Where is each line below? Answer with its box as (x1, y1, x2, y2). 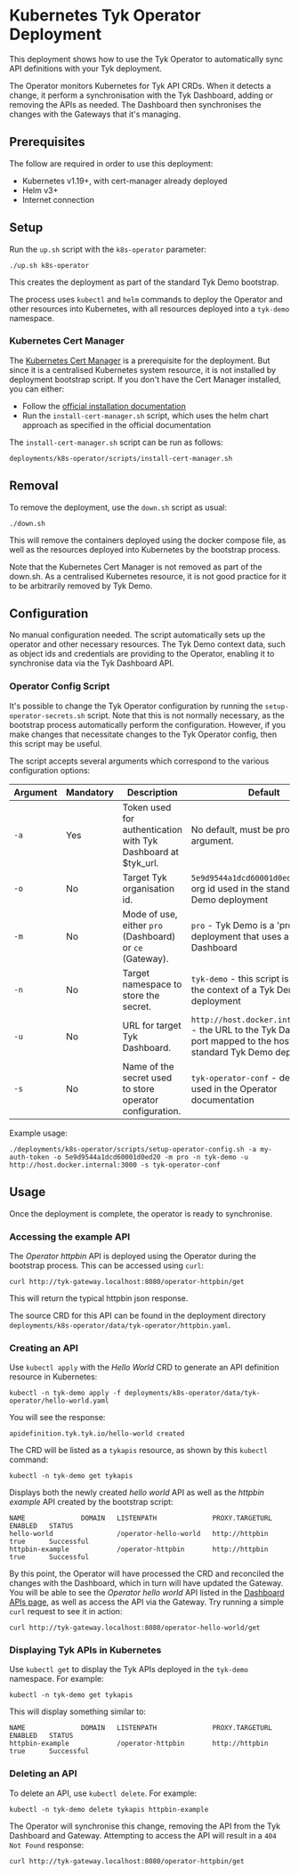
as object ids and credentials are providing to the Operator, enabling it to (9, 649, 275, 659)
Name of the (122, 1060, 175, 1072)
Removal (9, 478, 59, 494)
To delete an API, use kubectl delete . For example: (9, 1788, 198, 1798)
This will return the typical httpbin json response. (9, 1292, 189, 1304)
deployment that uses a (190, 930, 289, 942)
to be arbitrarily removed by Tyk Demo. (9, 580, 153, 591)
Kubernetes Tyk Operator (9, 5, 202, 26)
